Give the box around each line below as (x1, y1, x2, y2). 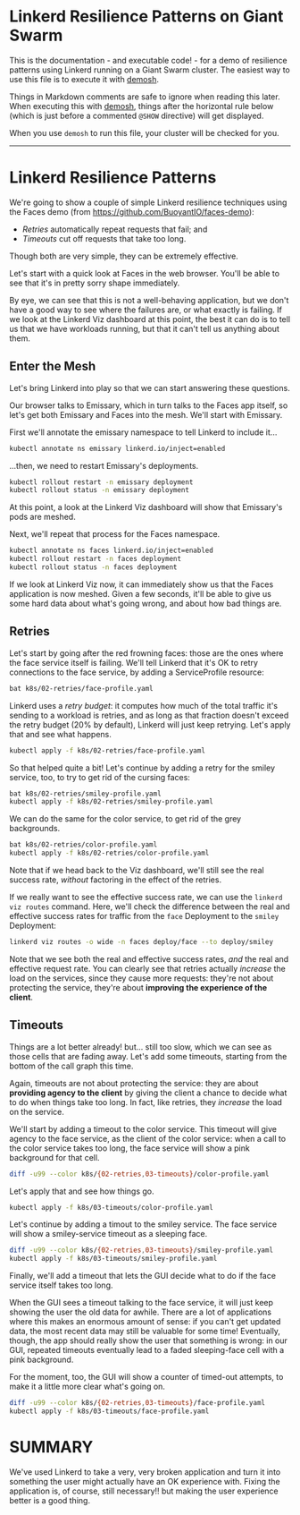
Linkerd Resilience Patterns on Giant (9, 6, 284, 27)
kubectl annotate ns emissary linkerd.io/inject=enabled (9, 444, 226, 453)
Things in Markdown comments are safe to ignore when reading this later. (9, 91, 280, 102)
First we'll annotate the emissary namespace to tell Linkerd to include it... (9, 427, 278, 438)
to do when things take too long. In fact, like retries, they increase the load (9, 1096, 283, 1107)
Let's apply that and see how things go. (9, 1186, 154, 1196)
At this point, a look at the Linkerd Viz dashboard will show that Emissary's (9, 502, 283, 513)
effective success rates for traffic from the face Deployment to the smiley (9, 911, 279, 921)
